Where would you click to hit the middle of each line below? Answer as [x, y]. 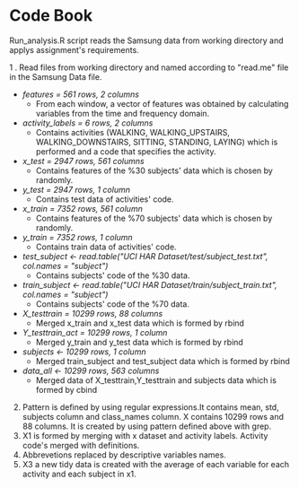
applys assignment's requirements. [74, 49]
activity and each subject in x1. [79, 474]
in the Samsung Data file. [56, 76]
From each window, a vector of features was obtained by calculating [162, 103]
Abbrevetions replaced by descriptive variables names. [124, 455]
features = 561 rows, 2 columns [80, 94]
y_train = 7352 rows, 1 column [77, 237]
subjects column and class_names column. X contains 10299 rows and [153, 416]
